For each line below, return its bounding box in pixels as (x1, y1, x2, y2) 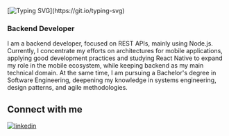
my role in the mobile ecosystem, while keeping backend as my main (7, 61, 204, 70)
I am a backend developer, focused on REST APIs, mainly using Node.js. (7, 39, 214, 48)
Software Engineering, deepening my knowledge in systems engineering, (7, 76, 217, 84)
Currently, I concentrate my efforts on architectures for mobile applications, (7, 47, 223, 55)
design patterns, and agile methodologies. (7, 84, 128, 92)
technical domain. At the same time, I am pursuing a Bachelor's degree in (7, 69, 217, 77)
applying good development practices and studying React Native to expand (7, 54, 223, 62)
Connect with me (7, 104, 83, 115)
